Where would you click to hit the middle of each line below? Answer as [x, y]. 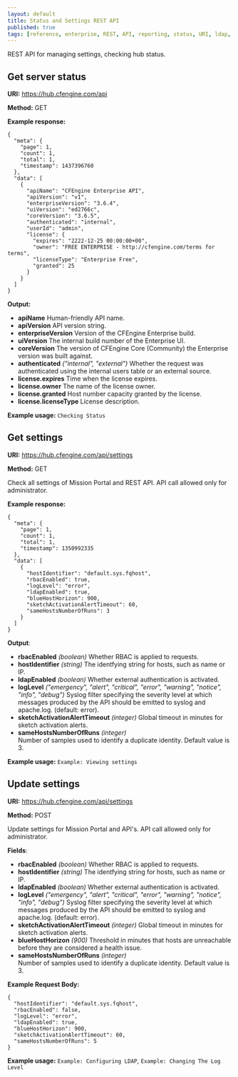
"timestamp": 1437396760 [57, 166]
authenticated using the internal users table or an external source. [114, 371]
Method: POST [30, 815]
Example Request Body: [43, 984]
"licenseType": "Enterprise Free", [86, 260]
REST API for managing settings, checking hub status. [87, 54]
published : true [31, 27]
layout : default [31, 14]
